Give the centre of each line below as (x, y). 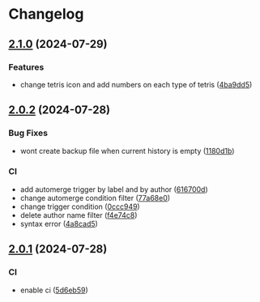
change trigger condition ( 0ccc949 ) (80, 206)
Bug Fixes (28, 133)
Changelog (46, 14)
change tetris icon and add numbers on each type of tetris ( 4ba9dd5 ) (136, 84)
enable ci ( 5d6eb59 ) (54, 290)
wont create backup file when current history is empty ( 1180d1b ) (127, 151)
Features (26, 67)
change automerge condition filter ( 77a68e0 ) (95, 198)
